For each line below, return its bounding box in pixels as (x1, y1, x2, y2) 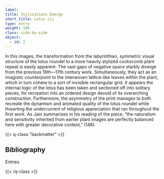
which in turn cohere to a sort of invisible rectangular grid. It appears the (5, 79, 154, 85)
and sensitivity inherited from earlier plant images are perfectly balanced (5, 116, 154, 122)
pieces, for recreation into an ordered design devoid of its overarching (5, 90, 149, 96)
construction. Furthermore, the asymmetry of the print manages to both (5, 95, 151, 101)
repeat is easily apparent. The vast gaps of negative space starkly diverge (5, 63, 157, 69)
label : (5, 7, 19, 12)
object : (5, 35, 21, 40)
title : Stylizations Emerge (5, 12, 63, 17)
